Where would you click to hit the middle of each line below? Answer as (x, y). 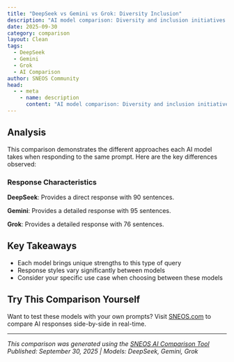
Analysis (27, 133)
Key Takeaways (42, 246)
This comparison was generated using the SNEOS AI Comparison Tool (109, 344)
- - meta (26, 91)
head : (15, 85)
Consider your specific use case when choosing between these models (120, 277)
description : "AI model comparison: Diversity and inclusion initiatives (117, 20)
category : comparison (39, 33)
